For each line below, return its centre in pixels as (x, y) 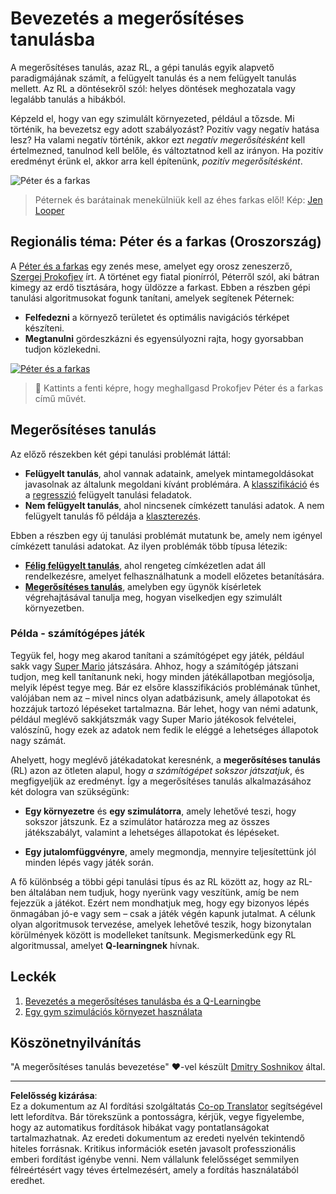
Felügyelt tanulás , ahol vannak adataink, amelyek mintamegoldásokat (169, 473)
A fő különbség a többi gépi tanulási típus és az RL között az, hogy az (153, 881)
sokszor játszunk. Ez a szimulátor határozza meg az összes (147, 821)
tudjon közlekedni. (62, 349)
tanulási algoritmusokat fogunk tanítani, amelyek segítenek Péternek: (152, 298)
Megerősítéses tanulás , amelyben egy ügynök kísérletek (143, 586)
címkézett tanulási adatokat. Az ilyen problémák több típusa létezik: (149, 546)
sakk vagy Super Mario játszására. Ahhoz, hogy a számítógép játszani (154, 666)
